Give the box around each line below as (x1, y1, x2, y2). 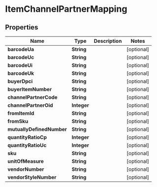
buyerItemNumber (7, 86, 52, 93)
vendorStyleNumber (7, 174, 57, 181)
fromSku (7, 118, 29, 125)
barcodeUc (7, 54, 34, 61)
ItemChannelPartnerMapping (5, 3, 127, 15)
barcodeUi (7, 62, 33, 68)
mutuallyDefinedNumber (7, 126, 67, 132)
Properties (5, 23, 38, 31)
